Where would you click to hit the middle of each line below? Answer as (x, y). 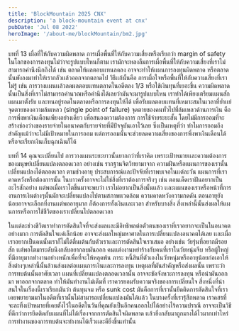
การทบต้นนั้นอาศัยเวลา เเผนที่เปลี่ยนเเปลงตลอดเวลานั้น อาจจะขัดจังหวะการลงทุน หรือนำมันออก (118, 274)
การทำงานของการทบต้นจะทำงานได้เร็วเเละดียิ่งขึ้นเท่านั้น (72, 321)
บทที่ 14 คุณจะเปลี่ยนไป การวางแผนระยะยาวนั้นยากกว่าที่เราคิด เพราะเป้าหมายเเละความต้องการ (117, 156)
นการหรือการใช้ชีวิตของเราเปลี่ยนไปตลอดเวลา (60, 212)
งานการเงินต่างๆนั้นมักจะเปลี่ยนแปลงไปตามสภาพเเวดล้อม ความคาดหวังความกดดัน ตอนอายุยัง (116, 196)
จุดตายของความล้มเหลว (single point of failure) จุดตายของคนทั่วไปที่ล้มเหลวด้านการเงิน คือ (119, 110)
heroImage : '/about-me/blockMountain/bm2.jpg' (78, 34)
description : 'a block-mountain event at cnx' (78, 21)
